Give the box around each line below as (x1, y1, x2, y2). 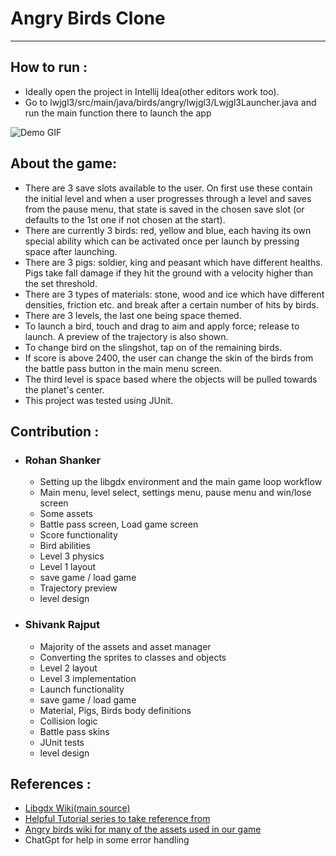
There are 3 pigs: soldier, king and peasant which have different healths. (24, 256, 323, 268)
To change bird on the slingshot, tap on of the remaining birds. (24, 341, 283, 353)
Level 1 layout (39, 561, 97, 573)
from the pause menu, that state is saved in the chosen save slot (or (24, 203, 305, 215)
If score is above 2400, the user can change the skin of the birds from (24, 352, 314, 364)
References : (10, 775, 92, 792)
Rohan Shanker (24, 453, 102, 467)
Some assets (39, 508, 93, 520)
